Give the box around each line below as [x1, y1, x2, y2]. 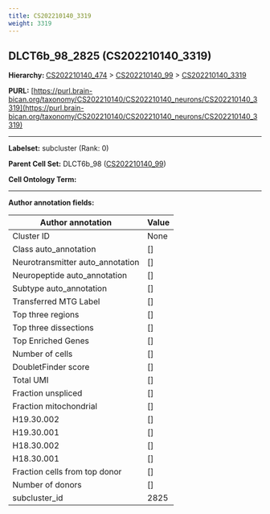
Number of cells [12, 348, 73, 359]
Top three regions [12, 309, 80, 321]
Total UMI [12, 375, 49, 386]
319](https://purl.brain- [8, 103, 84, 113]
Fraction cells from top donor [12, 466, 122, 478]
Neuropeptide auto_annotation [12, 270, 127, 281]
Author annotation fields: [8, 198, 95, 208]
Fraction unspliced [12, 388, 83, 399]
